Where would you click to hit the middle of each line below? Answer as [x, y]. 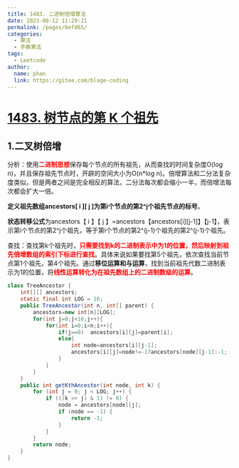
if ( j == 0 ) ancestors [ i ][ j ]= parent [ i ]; [116, 332]
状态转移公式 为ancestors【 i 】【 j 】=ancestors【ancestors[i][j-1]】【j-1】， [116, 222]
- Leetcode [30, 61]
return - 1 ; [87, 418]
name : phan [30, 73]
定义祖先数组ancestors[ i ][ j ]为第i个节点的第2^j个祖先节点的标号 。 [106, 207]
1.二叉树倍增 [34, 146]
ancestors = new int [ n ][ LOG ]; [74, 312]
